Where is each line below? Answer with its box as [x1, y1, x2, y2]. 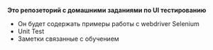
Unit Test [17, 27, 45, 35]
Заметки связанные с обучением [17, 35, 119, 43]
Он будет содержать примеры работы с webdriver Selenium [17, 20, 200, 27]
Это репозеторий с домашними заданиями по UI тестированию [7, 6, 207, 14]
